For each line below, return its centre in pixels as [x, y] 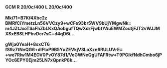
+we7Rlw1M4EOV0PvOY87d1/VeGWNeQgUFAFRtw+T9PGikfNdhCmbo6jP [83, 55]
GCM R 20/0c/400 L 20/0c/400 [39, 7]
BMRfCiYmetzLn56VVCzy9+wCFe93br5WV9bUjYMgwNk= [68, 23]
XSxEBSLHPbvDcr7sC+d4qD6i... [40, 34]
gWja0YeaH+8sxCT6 [27, 44]
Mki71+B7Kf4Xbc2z [26, 18]
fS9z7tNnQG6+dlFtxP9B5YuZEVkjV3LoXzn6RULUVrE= [64, 50]
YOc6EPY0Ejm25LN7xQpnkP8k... [41, 60]
